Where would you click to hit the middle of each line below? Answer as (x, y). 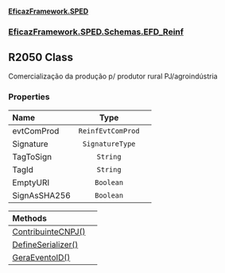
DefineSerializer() (45, 244)
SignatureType (109, 144)
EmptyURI (31, 183)
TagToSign (32, 156)
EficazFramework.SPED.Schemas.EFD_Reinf (96, 32)
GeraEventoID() (41, 257)
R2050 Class (41, 57)
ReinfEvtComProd (109, 131)
